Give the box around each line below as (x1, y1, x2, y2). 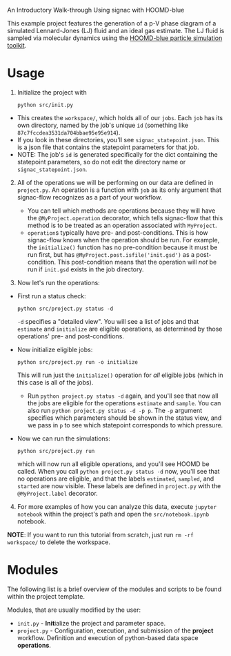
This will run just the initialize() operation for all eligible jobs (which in (17, 371, 223, 379)
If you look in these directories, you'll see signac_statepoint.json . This (17, 135, 219, 144)
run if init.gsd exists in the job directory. (27, 265, 144, 273)
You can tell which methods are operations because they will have (27, 206, 216, 215)
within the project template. (7, 592, 85, 600)
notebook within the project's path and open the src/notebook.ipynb (17, 510, 210, 518)
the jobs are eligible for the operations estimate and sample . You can (27, 398, 221, 407)
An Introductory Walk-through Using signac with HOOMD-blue (7, 6, 185, 14)
